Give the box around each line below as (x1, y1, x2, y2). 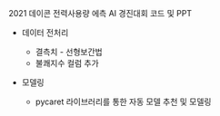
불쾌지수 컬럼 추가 (35, 58, 99, 68)
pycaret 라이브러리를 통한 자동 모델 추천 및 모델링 (35, 96, 212, 107)
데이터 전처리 (21, 27, 69, 38)
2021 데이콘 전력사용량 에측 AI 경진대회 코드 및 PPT (8, 8, 193, 18)
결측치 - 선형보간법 (35, 46, 103, 57)
